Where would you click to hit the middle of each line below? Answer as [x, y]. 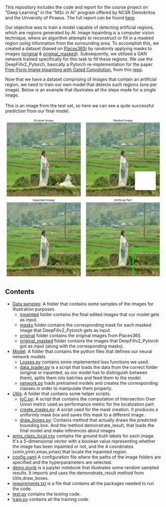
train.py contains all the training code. [51, 499]
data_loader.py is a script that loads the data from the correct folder [89, 367]
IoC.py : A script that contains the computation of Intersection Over [88, 399]
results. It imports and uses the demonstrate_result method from [78, 473]
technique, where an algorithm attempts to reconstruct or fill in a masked [79, 38]
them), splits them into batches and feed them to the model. [81, 378]
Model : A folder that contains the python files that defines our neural [82, 351]
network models [29, 356]
